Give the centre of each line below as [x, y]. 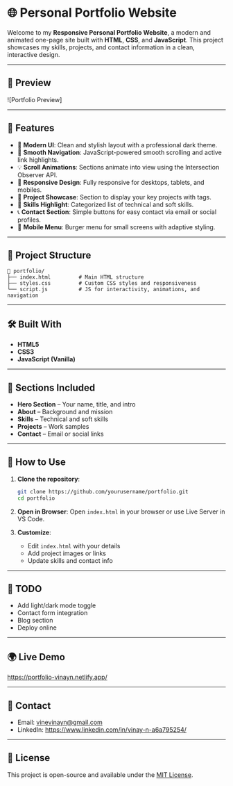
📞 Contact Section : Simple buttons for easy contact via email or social [117, 212]
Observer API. [37, 174]
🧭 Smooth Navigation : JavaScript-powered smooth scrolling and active [119, 152]
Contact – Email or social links [60, 434]
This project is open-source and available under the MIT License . [100, 775]
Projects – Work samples [53, 426]
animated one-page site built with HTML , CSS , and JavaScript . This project [115, 40]
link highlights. [38, 159]
